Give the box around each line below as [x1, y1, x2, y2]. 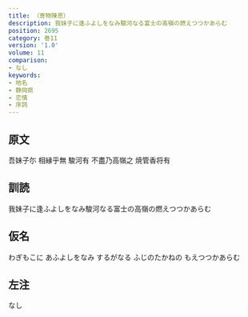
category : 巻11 [8, 34, 58, 42]
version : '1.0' [8, 42, 59, 50]
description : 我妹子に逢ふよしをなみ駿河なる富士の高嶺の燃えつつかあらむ [8, 19, 228, 27]
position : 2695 [8, 26, 59, 34]
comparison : [8, 57, 48, 65]
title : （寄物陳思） [8, 11, 70, 20]
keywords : [8, 71, 42, 79]
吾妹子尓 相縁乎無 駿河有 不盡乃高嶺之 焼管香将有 [8, 155, 170, 165]
